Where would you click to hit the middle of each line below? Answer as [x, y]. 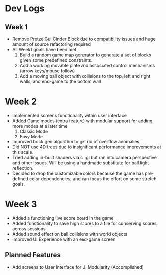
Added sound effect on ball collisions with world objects [70, 234]
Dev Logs [25, 9]
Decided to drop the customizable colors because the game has [78, 173]
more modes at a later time [40, 126]
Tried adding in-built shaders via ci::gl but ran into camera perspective [84, 157]
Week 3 [21, 204]
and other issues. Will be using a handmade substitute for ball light [81, 163]
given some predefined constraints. [56, 60]
